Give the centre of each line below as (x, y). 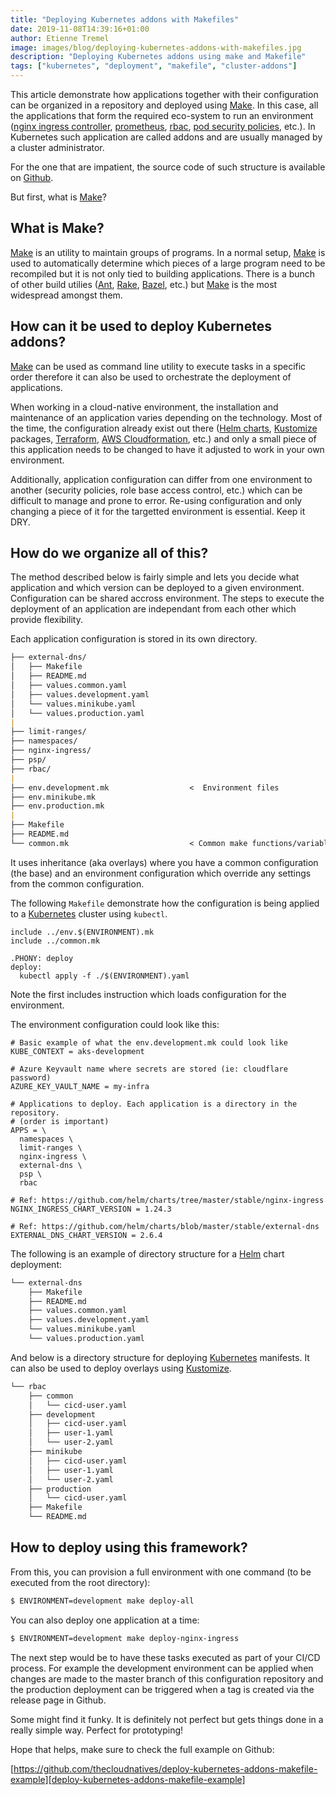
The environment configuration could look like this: (115, 1024)
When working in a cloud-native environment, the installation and (144, 407)
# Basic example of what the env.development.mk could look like (149, 1042)
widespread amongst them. (66, 295)
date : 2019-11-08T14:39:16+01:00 (80, 29)
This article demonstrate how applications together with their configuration (164, 94)
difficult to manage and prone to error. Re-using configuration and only (156, 500)
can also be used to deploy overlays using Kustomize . (121, 1368)
